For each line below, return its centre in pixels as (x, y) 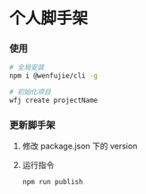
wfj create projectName (54, 101)
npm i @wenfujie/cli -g (54, 76)
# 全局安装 (27, 68)
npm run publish (52, 182)
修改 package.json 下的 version (80, 146)
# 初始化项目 (30, 92)
